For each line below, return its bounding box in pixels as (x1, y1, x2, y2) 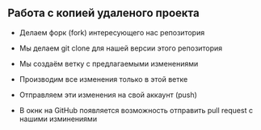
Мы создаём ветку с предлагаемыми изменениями (19, 59, 199, 68)
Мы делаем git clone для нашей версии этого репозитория (19, 43, 223, 53)
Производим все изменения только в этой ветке (19, 74, 188, 83)
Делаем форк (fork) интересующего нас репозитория (19, 27, 205, 37)
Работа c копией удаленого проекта (7, 6, 200, 20)
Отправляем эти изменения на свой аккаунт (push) (19, 90, 197, 100)
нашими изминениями (19, 114, 98, 124)
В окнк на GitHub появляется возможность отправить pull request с (19, 105, 254, 115)
